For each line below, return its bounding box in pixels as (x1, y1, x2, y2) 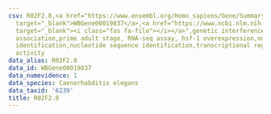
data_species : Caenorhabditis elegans (8, 79, 139, 87)
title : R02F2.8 (8, 94, 60, 102)
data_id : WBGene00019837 (8, 64, 92, 72)
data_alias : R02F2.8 (8, 57, 78, 65)
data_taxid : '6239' (8, 86, 74, 95)
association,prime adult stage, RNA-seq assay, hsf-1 (15, 34, 200, 43)
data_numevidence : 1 (8, 71, 78, 79)
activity (15, 49, 45, 57)
